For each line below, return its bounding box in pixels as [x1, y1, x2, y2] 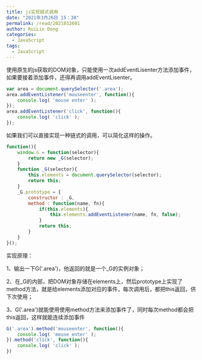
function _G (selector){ [17, 166, 78, 172]
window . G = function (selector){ [17, 149, 99, 155]
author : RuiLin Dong [6, 26, 59, 32]
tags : [6, 43, 20, 49]
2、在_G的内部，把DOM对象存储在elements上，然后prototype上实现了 [6, 278, 183, 285]
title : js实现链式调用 [6, 9, 58, 15]
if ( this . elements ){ [38, 206, 88, 212]
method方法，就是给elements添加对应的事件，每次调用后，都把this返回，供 [6, 285, 197, 292]
